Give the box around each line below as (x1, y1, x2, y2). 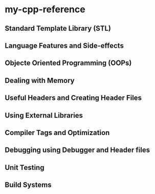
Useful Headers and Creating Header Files (5, 94, 142, 102)
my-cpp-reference (5, 4, 85, 15)
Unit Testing (5, 163, 45, 172)
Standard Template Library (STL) (5, 24, 111, 33)
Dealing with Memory (5, 76, 75, 85)
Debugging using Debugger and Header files (5, 146, 150, 155)
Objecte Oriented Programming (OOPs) (5, 59, 132, 68)
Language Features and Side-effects (5, 41, 124, 50)
